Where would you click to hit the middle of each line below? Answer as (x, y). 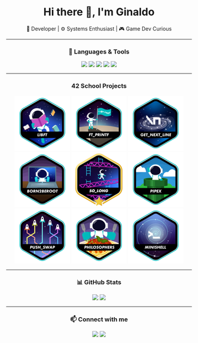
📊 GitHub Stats (99, 282)
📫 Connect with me (99, 319)
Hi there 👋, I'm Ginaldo (99, 12)
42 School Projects (99, 86)
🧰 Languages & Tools (99, 51)
